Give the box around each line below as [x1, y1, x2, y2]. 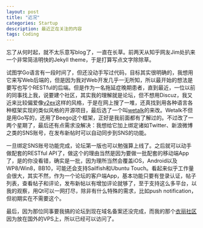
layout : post [6, 8, 39, 15]
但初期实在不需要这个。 [6, 195, 65, 202]
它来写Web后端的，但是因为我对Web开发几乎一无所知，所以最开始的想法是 [6, 77, 193, 84]
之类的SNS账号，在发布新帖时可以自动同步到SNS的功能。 [6, 129, 150, 136]
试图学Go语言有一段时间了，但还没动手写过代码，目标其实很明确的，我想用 [6, 69, 193, 76]
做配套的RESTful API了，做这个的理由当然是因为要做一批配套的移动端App [6, 150, 189, 157]
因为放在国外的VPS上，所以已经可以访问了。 [6, 215, 118, 223]
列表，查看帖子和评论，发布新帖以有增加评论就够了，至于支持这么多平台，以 [6, 180, 197, 187]
